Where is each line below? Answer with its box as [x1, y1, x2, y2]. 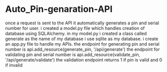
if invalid [5, 62, 22, 68]
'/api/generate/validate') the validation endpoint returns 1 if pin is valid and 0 [5, 57, 162, 63]
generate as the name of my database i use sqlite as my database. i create [5, 36, 158, 42]
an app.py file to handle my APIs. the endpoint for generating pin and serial [5, 41, 160, 47]
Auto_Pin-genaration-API [5, 3, 112, 15]
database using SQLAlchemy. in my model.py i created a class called [5, 30, 147, 36]
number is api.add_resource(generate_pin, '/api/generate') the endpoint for [5, 46, 160, 52]
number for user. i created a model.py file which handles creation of [5, 25, 145, 31]
